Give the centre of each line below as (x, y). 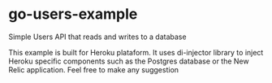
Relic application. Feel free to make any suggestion (94, 69)
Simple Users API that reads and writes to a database (97, 37)
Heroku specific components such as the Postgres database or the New (129, 61)
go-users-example (73, 14)
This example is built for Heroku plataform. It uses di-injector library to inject (136, 52)
